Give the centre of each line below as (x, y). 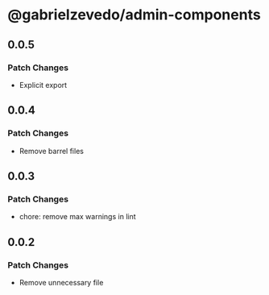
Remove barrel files (51, 151)
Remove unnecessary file (61, 282)
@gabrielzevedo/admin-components (134, 15)
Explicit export (43, 85)
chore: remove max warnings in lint (77, 217)
